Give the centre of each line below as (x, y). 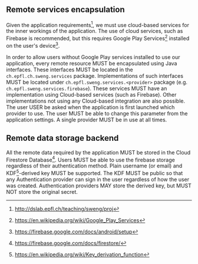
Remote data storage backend (62, 138)
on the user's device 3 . (33, 45)
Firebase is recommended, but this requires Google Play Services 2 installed (98, 38)
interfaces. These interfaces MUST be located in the (70, 70)
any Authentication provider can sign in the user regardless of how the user (98, 179)
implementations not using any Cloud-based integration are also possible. (96, 101)
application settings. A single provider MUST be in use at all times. (87, 120)
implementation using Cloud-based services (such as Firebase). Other (91, 94)
